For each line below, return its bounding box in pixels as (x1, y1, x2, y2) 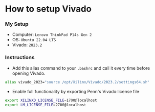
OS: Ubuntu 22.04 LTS (12, 37, 56, 43)
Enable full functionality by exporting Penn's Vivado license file (12, 88, 139, 94)
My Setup (5, 21, 29, 28)
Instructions (5, 54, 35, 61)
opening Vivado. (12, 70, 45, 76)
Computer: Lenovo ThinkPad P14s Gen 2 (12, 32, 92, 37)
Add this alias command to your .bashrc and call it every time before (12, 65, 150, 71)
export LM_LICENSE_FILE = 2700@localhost (5, 102, 87, 107)
